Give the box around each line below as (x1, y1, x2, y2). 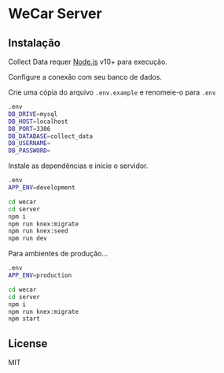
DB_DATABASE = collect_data (8, 132, 93, 140)
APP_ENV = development (8, 184, 76, 192)
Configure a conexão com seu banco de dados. (8, 73, 163, 81)
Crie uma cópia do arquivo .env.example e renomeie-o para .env (8, 88, 216, 97)
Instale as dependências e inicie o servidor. (8, 161, 149, 170)
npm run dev (8, 234, 47, 243)
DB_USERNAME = (8, 140, 51, 147)
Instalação (8, 36, 61, 50)
